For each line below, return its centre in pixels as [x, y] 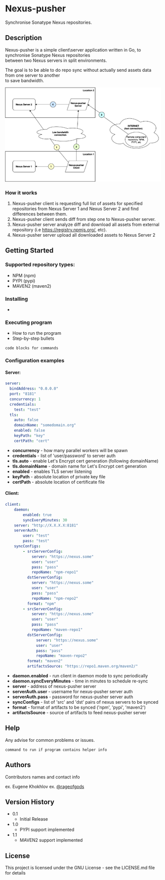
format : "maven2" [45, 661]
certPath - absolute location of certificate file [58, 482]
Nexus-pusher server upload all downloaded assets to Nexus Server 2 [84, 235]
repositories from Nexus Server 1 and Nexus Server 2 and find [75, 208]
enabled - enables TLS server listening [52, 471]
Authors [18, 765]
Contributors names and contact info [42, 777]
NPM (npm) [24, 275]
